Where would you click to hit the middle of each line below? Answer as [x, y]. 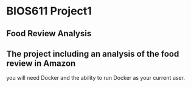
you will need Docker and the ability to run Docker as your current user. [96, 78]
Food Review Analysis [49, 34]
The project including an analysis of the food [93, 53]
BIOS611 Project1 [49, 11]
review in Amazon [41, 63]
